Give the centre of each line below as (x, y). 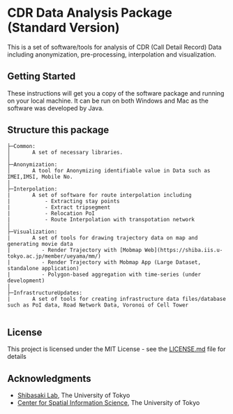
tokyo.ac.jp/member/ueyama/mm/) (54, 256)
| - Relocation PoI (51, 213)
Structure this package (58, 130)
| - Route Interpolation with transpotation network (101, 219)
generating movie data (40, 244)
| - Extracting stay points (63, 201)
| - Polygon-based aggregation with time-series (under (104, 274)
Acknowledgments (50, 378)
